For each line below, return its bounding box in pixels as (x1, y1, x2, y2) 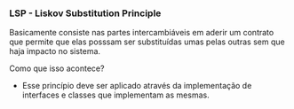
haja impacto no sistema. (9, 46, 100, 57)
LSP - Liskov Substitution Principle (9, 7, 162, 19)
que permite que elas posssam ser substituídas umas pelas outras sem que (9, 36, 286, 47)
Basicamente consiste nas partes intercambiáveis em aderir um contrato (9, 27, 274, 38)
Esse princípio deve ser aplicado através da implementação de (21, 81, 252, 91)
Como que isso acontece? (9, 63, 105, 74)
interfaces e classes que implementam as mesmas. (21, 90, 211, 100)
